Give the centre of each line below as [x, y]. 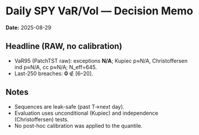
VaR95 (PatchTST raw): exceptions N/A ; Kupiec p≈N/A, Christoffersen [101, 60]
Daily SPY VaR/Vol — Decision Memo [99, 11]
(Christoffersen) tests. [42, 119]
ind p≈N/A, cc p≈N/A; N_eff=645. [55, 67]
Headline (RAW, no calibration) [64, 46]
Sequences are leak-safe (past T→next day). [69, 106]
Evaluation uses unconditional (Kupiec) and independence [86, 113]
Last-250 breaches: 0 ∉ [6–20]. [54, 73]
